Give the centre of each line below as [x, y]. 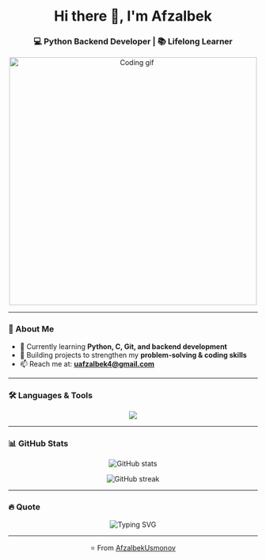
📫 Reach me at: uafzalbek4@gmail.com [87, 363]
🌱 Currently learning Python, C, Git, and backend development [123, 346]
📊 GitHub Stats [38, 443]
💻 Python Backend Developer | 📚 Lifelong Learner [133, 41]
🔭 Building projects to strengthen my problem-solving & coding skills [133, 355]
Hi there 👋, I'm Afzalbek [133, 16]
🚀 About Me [31, 329]
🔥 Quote [25, 507]
